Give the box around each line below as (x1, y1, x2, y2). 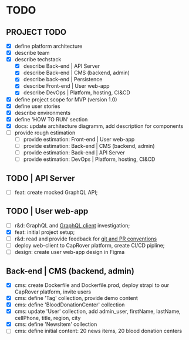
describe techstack (14, 56, 62, 63)
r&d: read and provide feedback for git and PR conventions (14, 235, 157, 242)
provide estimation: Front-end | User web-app (23, 136, 135, 143)
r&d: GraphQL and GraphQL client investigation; (14, 222, 130, 229)
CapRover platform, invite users (14, 288, 92, 295)
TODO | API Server (6, 173, 75, 183)
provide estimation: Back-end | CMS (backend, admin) (23, 142, 155, 149)
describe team (14, 49, 50, 57)
